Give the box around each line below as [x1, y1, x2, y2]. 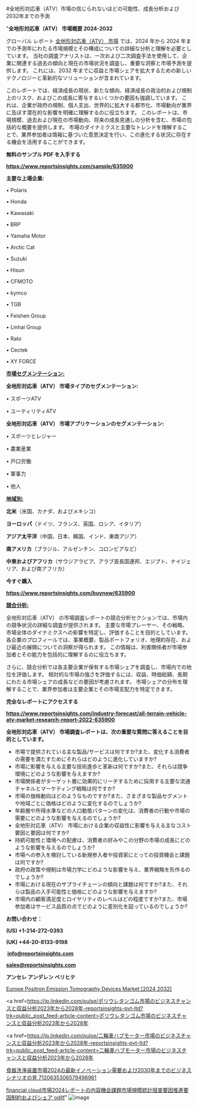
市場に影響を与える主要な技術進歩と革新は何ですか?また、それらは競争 [14, 763, 188, 770]
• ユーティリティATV [6, 408, 57, 414]
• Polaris [6, 187, 28, 193]
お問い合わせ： [6, 916, 42, 922]
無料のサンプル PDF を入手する [6, 151, 81, 158]
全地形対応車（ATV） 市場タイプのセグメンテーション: [6, 382, 138, 389]
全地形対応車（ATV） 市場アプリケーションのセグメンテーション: [6, 420, 164, 427]
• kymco [6, 289, 28, 296]
